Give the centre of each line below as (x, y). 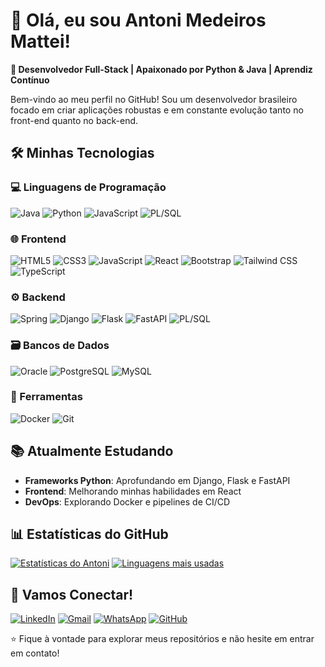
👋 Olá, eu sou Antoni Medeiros (138, 20)
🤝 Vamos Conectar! (72, 594)
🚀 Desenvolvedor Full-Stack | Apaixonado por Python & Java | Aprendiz (161, 69)
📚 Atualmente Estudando (92, 451)
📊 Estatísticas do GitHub (89, 534)
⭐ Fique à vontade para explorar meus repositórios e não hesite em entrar (162, 639)
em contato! (35, 653)
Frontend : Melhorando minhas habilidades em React (133, 491)
